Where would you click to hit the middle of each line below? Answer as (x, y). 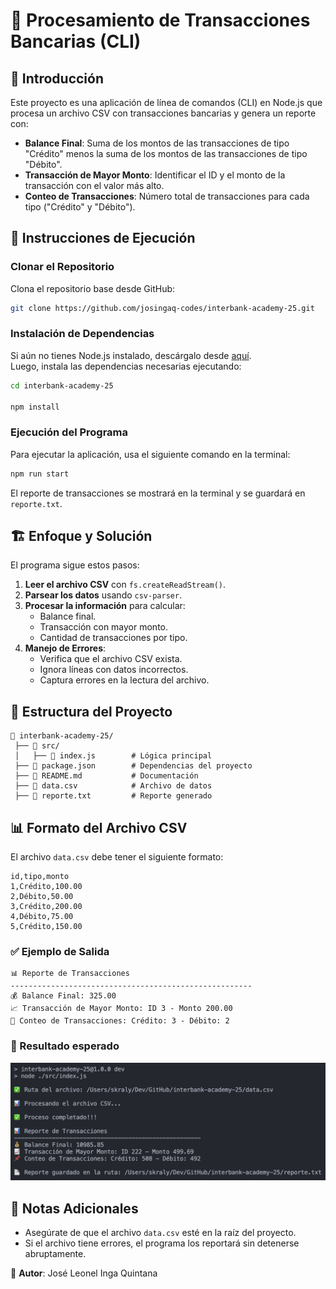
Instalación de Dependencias (82, 334)
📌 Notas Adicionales (74, 1208)
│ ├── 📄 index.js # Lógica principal (113, 756)
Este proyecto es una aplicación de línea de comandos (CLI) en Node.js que (166, 102)
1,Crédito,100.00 (46, 887)
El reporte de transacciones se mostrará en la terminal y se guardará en (158, 493)
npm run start (40, 474)
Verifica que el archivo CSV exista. (111, 659)
